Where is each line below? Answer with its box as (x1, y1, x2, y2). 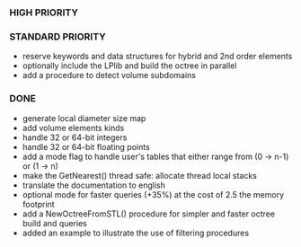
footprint (22, 198, 56, 209)
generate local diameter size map (22, 112, 146, 123)
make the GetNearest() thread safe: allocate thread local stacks (22, 170, 258, 181)
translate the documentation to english (22, 180, 166, 190)
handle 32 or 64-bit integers (22, 132, 128, 143)
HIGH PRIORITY (9, 6, 79, 19)
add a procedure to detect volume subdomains (22, 70, 196, 81)
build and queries (22, 217, 87, 228)
